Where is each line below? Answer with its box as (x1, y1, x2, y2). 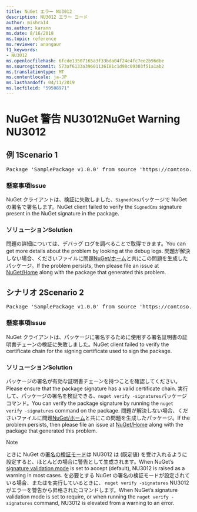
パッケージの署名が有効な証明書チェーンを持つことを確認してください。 (6, 377, 181, 384)
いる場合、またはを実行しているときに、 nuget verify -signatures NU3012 (6, 479, 189, 486)
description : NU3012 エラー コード (6, 14, 88, 20)
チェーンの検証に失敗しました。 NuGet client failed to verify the (16, 341, 169, 348)
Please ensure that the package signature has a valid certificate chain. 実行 (6, 385, 188, 392)
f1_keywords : (6, 47, 38, 53)
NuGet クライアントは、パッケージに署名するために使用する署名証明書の (6, 333, 183, 340)
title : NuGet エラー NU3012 (6, 8, 72, 15)
